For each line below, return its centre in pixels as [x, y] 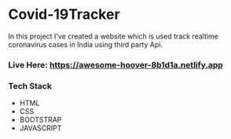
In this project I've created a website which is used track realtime [113, 36]
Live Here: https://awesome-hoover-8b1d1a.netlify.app [116, 64]
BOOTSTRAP [40, 120]
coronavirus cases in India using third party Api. [86, 44]
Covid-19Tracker [64, 15]
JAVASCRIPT [40, 128]
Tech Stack [30, 86]
